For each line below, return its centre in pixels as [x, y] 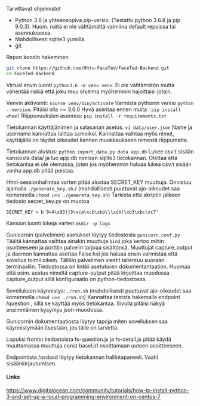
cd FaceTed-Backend [30, 73]
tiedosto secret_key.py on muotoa [48, 201]
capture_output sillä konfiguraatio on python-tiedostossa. [77, 279]
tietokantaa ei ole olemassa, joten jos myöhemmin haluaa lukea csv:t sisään [99, 164]
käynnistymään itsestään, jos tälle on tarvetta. [62, 327]
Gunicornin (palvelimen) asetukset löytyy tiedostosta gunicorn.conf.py [93, 235]
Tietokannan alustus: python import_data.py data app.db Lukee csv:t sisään [100, 151]
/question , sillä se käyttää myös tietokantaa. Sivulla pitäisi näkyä [86, 303]
